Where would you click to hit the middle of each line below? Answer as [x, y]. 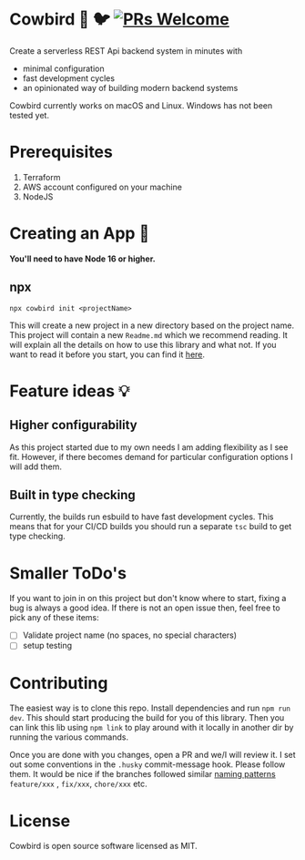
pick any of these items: [55, 618]
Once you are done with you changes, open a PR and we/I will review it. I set [152, 755]
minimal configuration [63, 68]
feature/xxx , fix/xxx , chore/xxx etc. [78, 784]
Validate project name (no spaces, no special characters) [130, 635]
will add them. [36, 466]
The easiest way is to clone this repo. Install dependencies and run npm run [150, 708]
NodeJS [38, 196]
